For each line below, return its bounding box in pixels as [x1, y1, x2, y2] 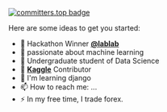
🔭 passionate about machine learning [19, 48, 144, 56]
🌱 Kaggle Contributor [19, 64, 92, 74]
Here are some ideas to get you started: [8, 23, 141, 32]
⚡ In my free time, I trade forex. [19, 94, 123, 104]
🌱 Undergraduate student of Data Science [19, 56, 160, 65]
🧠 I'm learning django [19, 73, 91, 82]
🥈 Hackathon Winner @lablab [19, 39, 119, 48]
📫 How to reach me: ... [19, 82, 98, 92]
